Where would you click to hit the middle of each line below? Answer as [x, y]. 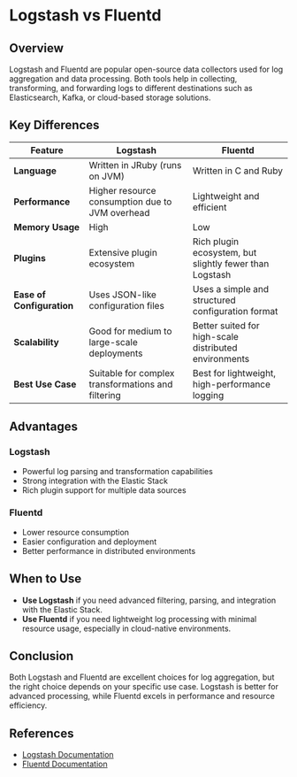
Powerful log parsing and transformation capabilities [118, 471]
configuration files [127, 305]
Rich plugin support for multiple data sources [104, 490]
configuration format [235, 311]
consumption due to [130, 202]
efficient [209, 207]
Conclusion [42, 656]
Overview [37, 48]
